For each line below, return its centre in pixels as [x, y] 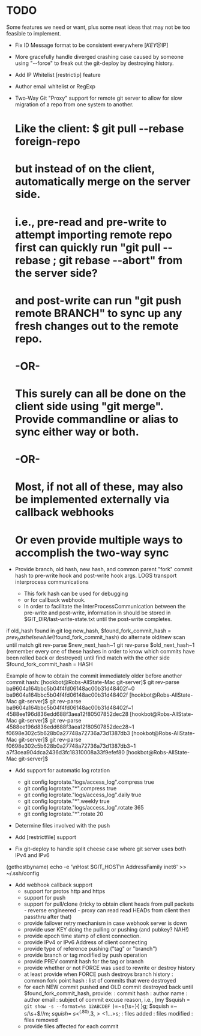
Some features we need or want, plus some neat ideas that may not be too [98, 27]
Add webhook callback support [54, 885]
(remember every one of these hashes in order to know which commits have [100, 652]
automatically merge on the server [103, 182]
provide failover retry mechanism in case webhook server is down [105, 923]
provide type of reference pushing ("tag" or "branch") [90, 949]
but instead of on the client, [85, 169]
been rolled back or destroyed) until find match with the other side [88, 658]
